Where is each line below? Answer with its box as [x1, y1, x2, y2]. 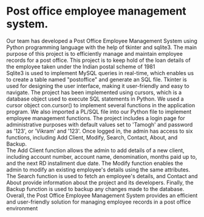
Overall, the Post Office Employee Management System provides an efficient [6, 192, 198, 199]
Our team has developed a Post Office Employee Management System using [6, 37, 197, 44]
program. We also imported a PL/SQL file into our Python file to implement [6, 108, 192, 115]
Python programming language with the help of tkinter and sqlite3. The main [6, 44, 197, 51]
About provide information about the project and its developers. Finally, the [6, 179, 194, 186]
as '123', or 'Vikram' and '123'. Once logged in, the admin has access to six [6, 127, 193, 135]
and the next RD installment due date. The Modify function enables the [6, 159, 183, 167]
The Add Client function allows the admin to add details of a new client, [6, 147, 185, 154]
